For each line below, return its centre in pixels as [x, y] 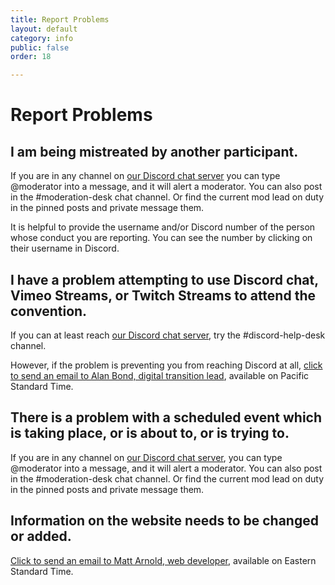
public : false [40, 47]
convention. [49, 311]
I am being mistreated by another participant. [154, 151]
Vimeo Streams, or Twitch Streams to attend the [163, 295]
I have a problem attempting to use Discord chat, [164, 279]
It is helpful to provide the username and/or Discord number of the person [163, 227]
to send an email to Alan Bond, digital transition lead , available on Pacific [160, 375]
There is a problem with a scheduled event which [166, 417]
